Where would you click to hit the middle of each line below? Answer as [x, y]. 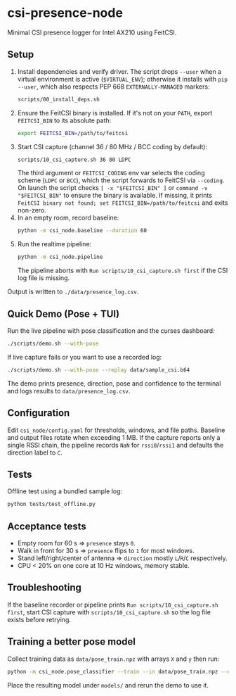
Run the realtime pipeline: [54, 244]
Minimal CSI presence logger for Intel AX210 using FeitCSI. [92, 32]
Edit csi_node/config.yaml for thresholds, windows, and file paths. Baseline [116, 430]
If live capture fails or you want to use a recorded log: [85, 357]
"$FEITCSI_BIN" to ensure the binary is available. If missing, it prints [115, 196]
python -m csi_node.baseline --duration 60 [82, 231]
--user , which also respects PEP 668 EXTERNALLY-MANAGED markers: [113, 87]
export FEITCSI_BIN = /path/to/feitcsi [73, 133]
